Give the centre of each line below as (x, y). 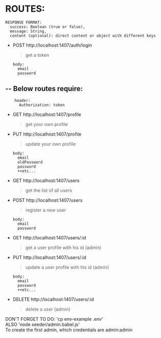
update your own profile (50, 144)
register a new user (46, 210)
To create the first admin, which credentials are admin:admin (69, 330)
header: (22, 100)
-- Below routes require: (44, 89)
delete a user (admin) (48, 309)
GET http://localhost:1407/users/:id (49, 237)
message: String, (28, 31)
